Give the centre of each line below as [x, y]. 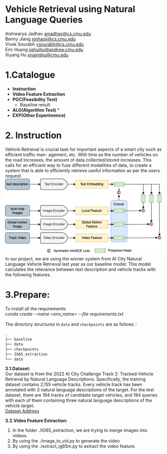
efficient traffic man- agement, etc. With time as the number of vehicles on [82, 154]
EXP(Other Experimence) [39, 115]
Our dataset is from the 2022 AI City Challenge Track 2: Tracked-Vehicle [80, 374]
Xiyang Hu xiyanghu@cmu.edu [37, 55]
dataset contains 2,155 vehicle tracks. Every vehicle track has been [74, 385]
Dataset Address [22, 411]
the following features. [28, 275]
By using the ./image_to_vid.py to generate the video [66, 441]
